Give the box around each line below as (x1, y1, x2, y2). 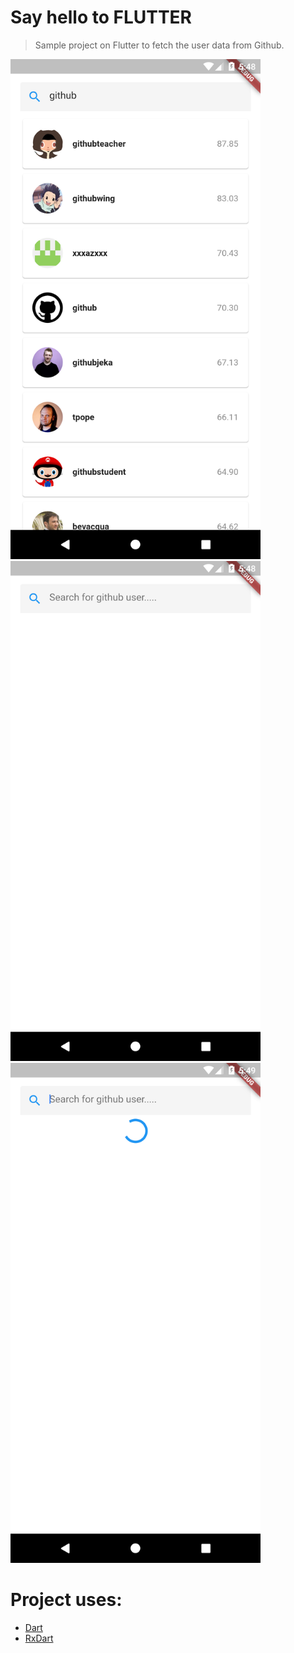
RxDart (24, 1632, 54, 1644)
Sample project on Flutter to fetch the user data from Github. (34, 39, 285, 51)
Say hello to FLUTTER (10, 6, 193, 29)
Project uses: (10, 1589, 123, 1611)
